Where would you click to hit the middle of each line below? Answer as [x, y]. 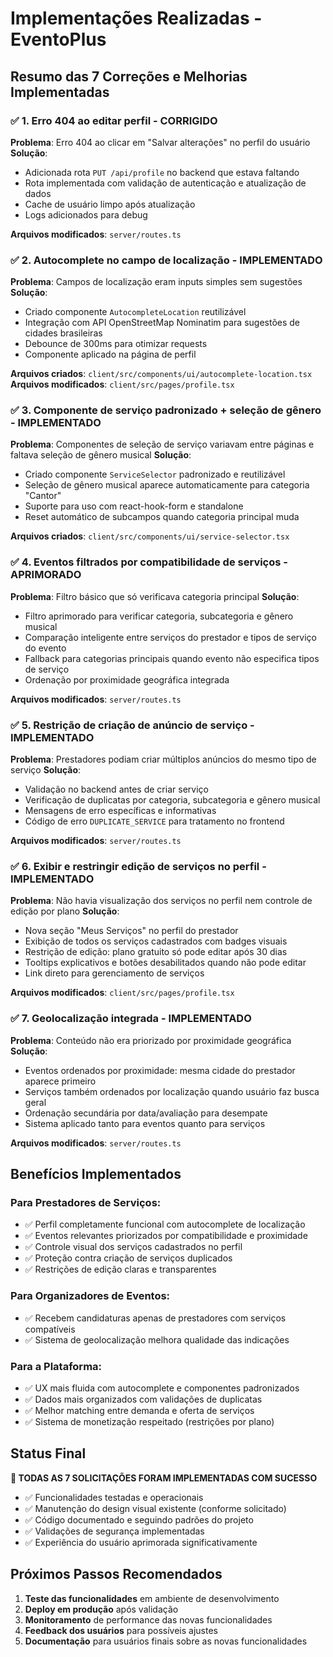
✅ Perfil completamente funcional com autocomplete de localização [165, 1224]
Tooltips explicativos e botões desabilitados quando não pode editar [165, 963]
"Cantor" [43, 496]
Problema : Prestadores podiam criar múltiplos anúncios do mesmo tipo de [163, 759]
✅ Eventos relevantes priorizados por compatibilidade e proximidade [166, 1236]
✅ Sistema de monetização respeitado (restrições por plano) [149, 1421]
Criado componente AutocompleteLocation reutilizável [135, 312]
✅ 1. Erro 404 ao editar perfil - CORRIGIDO [114, 120]
